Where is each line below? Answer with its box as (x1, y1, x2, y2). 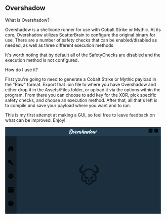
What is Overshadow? (5, 17, 50, 23)
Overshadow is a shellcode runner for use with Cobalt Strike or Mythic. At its (5, 27, 161, 33)
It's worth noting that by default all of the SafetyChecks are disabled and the (5, 52, 161, 58)
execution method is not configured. (5, 57, 79, 63)
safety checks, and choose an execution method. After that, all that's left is (5, 97, 158, 103)
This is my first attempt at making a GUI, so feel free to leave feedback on (5, 112, 155, 118)
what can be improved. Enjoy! (5, 117, 66, 123)
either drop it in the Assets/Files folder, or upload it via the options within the (5, 86, 161, 93)
